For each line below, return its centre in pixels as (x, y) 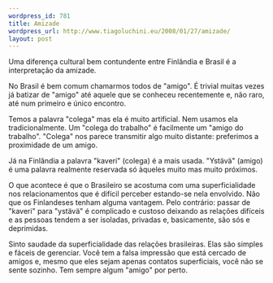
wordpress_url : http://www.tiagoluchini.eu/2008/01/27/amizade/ (119, 31)
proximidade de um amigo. (53, 145)
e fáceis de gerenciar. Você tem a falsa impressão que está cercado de (127, 253)
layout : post (30, 39)
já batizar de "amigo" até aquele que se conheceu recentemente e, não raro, (136, 95)
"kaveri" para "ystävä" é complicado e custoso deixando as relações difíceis (136, 211)
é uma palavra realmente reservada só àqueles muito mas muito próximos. (133, 170)
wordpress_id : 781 (39, 16)
